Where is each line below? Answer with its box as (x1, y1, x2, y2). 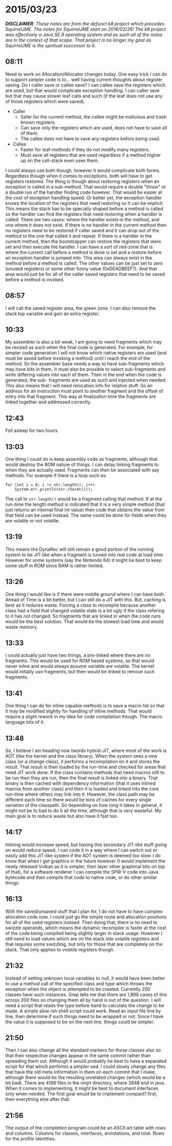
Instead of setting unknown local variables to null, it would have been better (5, 975, 165, 981)
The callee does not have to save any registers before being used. (20, 135, 161, 142)
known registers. (20, 119, 56, 125)
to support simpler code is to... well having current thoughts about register (5, 76, 163, 83)
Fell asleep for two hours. (5, 427, 59, 434)
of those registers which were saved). (5, 98, 86, 104)
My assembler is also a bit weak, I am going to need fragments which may (5, 339, 162, 345)
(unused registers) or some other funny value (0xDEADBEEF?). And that (5, 266, 158, 272)
